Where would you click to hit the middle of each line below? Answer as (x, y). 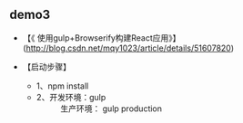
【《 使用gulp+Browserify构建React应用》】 (101, 38)
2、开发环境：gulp (71, 97)
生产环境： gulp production (111, 109)
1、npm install (62, 86)
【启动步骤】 (46, 66)
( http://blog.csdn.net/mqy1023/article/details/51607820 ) (128, 48)
